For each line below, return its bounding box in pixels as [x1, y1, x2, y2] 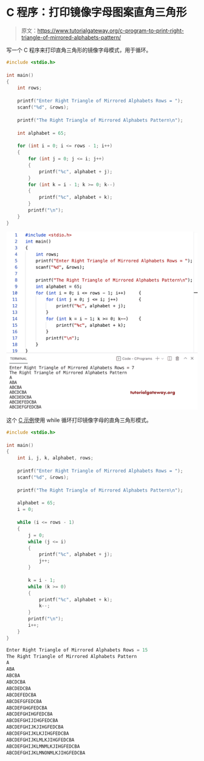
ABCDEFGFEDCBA [6, 698, 42, 704]
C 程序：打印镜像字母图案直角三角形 [6, 5, 187, 20]
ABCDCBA [6, 679, 26, 685]
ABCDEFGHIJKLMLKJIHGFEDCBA [6, 737, 75, 743]
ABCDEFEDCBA [6, 691, 36, 698]
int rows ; [17, 85, 42, 91]
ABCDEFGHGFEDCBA [6, 705, 47, 711]
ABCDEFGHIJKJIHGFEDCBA [6, 724, 64, 731]
